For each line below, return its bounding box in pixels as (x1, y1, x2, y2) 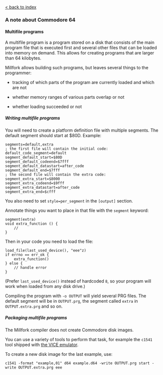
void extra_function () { (5, 221, 58, 227)
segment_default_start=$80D (5, 155, 63, 160)
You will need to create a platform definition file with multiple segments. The (5, 127, 159, 133)
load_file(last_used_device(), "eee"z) (5, 248, 87, 253)
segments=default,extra (5, 142, 54, 147)
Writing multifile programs (5, 115, 60, 121)
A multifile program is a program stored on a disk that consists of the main (5, 39, 155, 46)
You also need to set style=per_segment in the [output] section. (5, 198, 133, 204)
